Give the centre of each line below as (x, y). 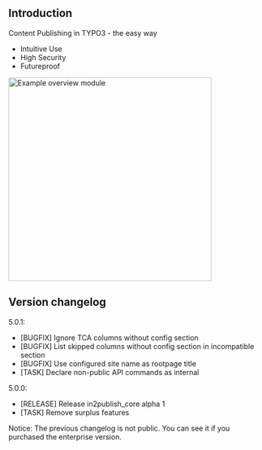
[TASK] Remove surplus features (75, 412)
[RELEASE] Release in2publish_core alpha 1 (92, 404)
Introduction (41, 13)
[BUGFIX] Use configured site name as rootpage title (108, 363)
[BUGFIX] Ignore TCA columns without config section (109, 338)
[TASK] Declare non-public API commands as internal (110, 372)
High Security (43, 57)
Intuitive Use (41, 49)
